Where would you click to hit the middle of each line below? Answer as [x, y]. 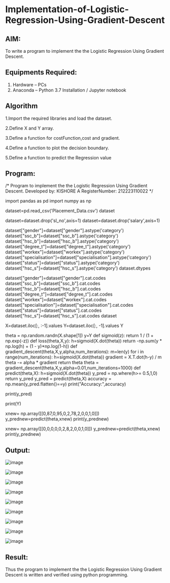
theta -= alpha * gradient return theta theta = [52, 363]
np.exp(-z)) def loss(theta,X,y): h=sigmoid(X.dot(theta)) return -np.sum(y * [84, 341]
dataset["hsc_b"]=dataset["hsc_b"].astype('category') [62, 241]
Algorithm [22, 106]
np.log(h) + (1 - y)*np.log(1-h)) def [41, 346]
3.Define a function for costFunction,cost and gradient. [63, 138]
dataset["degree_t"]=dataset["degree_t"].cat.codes [59, 294]
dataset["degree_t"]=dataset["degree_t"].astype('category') [68, 247]
